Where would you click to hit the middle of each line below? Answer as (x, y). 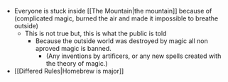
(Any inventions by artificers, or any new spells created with (134, 56)
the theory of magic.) (77, 63)
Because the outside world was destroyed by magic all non (121, 41)
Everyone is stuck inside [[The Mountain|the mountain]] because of (113, 11)
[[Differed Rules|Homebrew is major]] (69, 71)
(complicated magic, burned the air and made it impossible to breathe (116, 18)
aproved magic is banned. (73, 48)
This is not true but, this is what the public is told (96, 33)
